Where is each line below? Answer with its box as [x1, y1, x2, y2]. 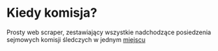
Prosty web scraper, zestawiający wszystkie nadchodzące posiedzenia [6, 28, 211, 36]
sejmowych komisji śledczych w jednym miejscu [6, 35, 146, 43]
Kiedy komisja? [6, 5, 98, 21]
